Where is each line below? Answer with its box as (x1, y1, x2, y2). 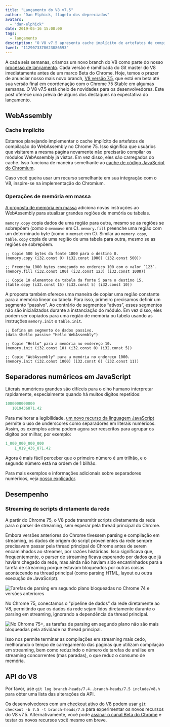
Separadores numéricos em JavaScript (5, 373, 131, 381)
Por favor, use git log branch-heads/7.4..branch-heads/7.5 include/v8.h (5, 685, 160, 692)
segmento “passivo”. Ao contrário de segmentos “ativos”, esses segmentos (5, 302, 162, 308)
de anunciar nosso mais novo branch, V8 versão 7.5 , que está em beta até (5, 75, 159, 81)
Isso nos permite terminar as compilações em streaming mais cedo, (5, 636, 147, 642)
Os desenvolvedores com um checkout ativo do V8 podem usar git (5, 701, 146, 707)
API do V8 (5, 672, 37, 681)
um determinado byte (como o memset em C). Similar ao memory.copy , (5, 230, 148, 236)
